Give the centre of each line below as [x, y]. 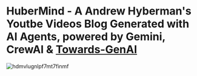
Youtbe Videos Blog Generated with [98, 24]
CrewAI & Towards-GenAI [72, 50]
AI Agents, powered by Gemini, [86, 37]
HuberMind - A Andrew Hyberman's [99, 11]
